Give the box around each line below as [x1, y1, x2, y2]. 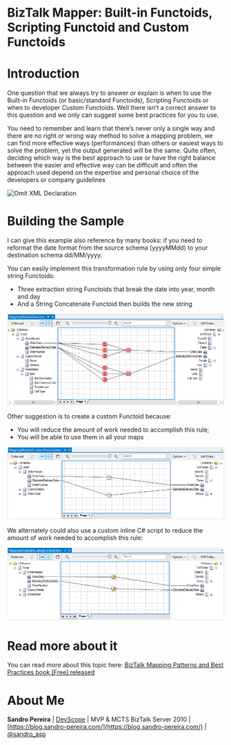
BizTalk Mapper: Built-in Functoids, [7, 5, 212, 21]
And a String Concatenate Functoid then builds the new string [17, 300, 193, 309]
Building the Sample [7, 213, 125, 229]
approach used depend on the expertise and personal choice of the [7, 168, 199, 177]
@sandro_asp [7, 730, 46, 738]
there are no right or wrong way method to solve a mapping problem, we [7, 131, 214, 140]
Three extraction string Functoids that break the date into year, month [17, 285, 215, 293]
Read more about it [7, 638, 118, 654]
